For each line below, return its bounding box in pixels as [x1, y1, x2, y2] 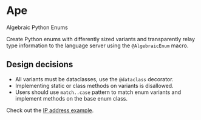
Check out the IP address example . [6, 107, 94, 114]
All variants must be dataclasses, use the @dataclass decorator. [15, 75, 174, 82]
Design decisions [6, 59, 73, 70]
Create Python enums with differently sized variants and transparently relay [6, 35, 196, 42]
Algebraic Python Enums [6, 24, 68, 31]
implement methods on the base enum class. [15, 95, 128, 102]
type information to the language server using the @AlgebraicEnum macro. [6, 42, 189, 49]
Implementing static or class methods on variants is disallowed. [15, 82, 174, 89]
